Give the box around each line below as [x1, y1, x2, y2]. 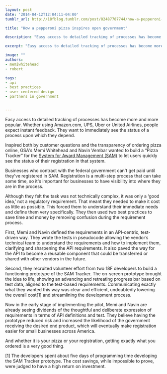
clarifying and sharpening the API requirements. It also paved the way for [5, 245, 155, 251]
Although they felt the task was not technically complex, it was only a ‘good [5, 193, 160, 199]
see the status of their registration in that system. [5, 158, 106, 164]
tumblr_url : [5, 16, 30, 21]
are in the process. [5, 183, 44, 189]
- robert [5, 66, 23, 71]
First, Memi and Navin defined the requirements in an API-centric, [5, 229, 140, 235]
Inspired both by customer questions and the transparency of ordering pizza [5, 142, 162, 148]
